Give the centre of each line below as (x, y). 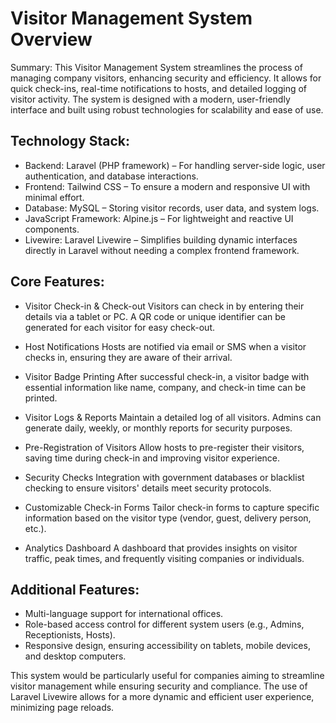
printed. (41, 398)
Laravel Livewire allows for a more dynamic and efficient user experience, (162, 697)
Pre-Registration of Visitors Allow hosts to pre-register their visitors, (164, 447)
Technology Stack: (70, 141)
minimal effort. (54, 197)
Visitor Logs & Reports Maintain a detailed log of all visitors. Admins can (173, 417)
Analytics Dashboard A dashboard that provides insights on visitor (161, 548)
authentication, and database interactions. (111, 176)
